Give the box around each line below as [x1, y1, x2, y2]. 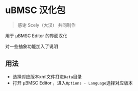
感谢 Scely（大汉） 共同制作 [17, 22, 76, 28]
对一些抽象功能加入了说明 [5, 43, 58, 49]
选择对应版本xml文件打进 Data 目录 [12, 73, 82, 79]
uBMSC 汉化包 [5, 4, 66, 16]
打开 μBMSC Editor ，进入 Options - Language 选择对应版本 [12, 79, 133, 85]
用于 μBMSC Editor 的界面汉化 [5, 32, 68, 38]
